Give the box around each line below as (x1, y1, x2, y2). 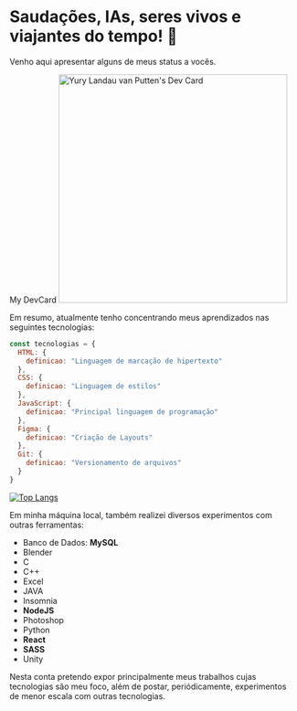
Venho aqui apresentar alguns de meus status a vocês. (9, 56, 217, 67)
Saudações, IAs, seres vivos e (9, 6, 242, 27)
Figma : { (17, 424, 51, 433)
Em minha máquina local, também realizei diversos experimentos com (9, 509, 272, 520)
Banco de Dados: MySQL (22, 536, 119, 547)
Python (22, 624, 50, 635)
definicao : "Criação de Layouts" (26, 432, 154, 442)
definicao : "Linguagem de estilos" (26, 382, 162, 391)
